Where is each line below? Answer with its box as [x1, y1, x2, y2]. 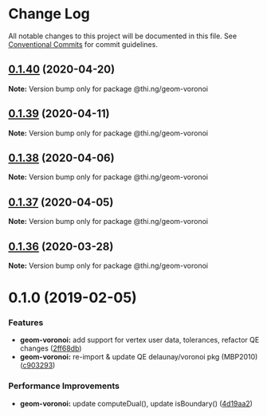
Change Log [8, 5, 90, 23]
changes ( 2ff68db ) [19, 343, 82, 353]
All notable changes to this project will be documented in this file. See [8, 31, 238, 41]
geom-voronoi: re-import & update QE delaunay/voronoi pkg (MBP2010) [19, 352, 258, 362]
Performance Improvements [8, 380, 120, 391]
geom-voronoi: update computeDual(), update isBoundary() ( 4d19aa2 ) [19, 398, 253, 408]
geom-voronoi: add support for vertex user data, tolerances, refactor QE [19, 336, 260, 345]
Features [8, 317, 44, 328]
